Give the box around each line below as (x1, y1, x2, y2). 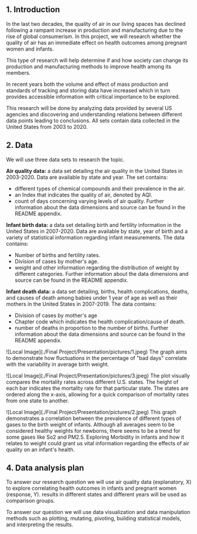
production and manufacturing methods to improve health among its (6, 63, 172, 70)
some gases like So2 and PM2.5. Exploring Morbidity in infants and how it (6, 433, 184, 440)
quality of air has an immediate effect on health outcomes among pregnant (6, 39, 187, 46)
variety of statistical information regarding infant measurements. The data (6, 233, 185, 241)
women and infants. (6, 45, 54, 52)
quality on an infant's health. (6, 446, 75, 453)
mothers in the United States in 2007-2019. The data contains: (6, 300, 157, 308)
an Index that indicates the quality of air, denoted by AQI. (14, 191, 153, 198)
